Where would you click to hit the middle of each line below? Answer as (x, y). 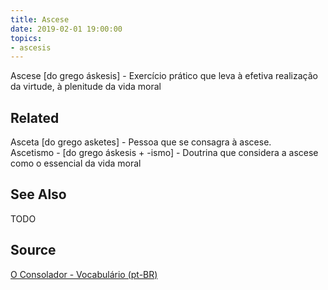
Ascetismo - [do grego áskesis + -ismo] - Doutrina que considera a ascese (164, 153)
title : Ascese (40, 19)
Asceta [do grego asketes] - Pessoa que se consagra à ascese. (141, 142)
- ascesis (31, 47)
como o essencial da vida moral (76, 163)
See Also (38, 194)
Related (35, 117)
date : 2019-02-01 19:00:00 (66, 29)
